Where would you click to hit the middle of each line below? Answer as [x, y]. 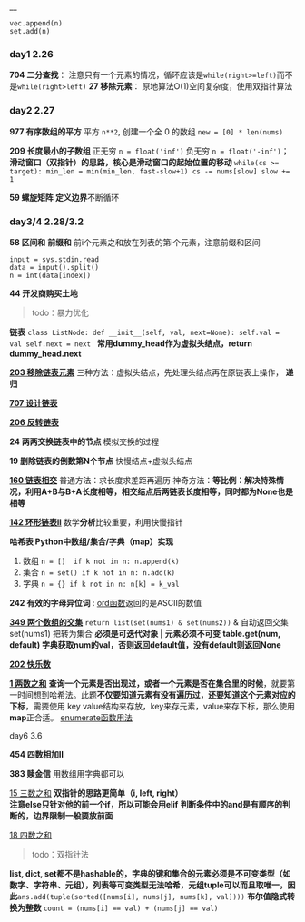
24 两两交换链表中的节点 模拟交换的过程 [84, 441]
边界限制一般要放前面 [73, 816]
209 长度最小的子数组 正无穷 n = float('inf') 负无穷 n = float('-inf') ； [149, 151]
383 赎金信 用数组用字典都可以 [67, 773]
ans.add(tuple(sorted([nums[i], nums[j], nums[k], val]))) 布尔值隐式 [152, 896]
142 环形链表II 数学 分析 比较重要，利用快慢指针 [96, 522]
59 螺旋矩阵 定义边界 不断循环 [64, 197]
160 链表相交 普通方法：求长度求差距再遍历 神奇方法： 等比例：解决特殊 [143, 480]
